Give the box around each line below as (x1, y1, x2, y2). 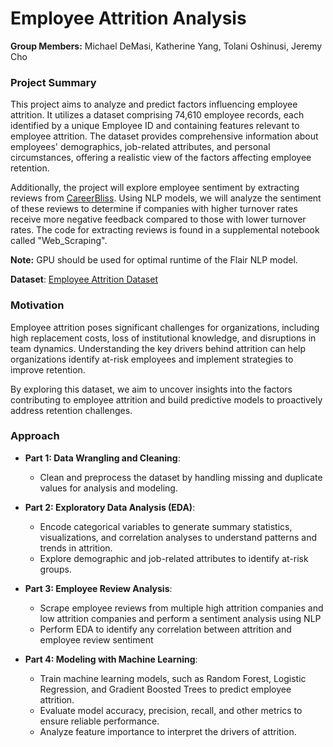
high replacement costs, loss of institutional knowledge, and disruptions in (10, 332, 317, 344)
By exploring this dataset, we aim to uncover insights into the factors (10, 383, 293, 395)
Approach (10, 429, 60, 443)
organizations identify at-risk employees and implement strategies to (10, 353, 294, 365)
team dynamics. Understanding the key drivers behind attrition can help (10, 342, 307, 354)
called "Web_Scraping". (10, 235, 108, 247)
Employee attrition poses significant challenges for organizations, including (10, 321, 320, 333)
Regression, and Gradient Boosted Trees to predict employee (39, 683, 292, 695)
